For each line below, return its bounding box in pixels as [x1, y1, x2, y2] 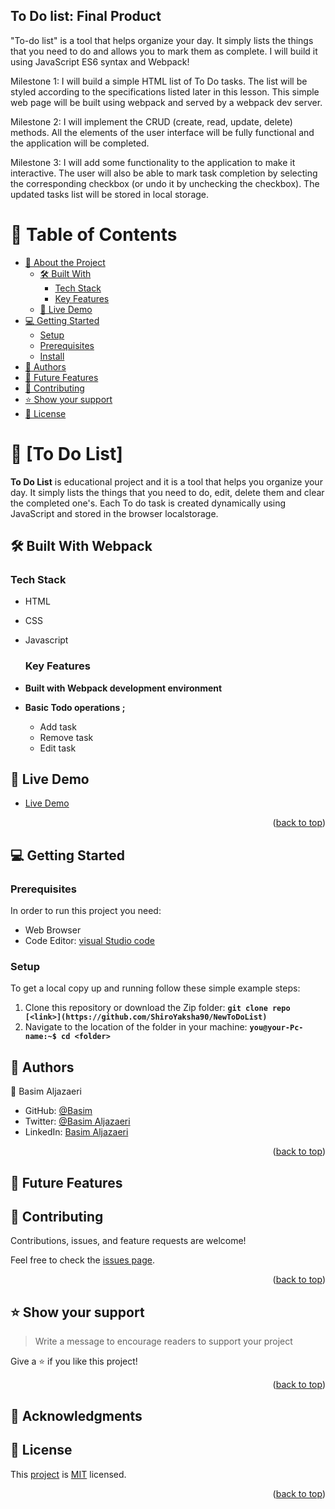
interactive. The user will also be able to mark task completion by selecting [10, 167, 318, 179]
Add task [39, 720, 77, 733]
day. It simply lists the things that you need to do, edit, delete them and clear [10, 486, 325, 498]
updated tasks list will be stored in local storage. [10, 188, 210, 200]
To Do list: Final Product [10, 8, 162, 25]
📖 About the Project [24, 256, 106, 268]
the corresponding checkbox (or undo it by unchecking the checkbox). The [10, 177, 320, 189]
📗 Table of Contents [10, 224, 178, 246]
